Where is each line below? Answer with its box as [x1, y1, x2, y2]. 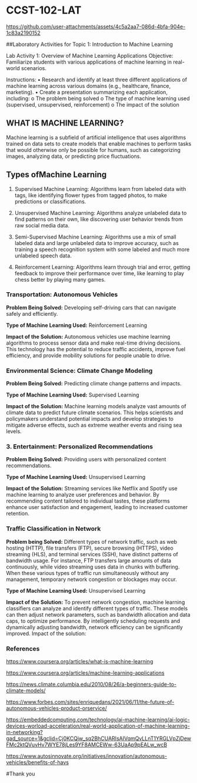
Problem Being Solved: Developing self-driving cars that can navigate [6, 304, 176, 311]
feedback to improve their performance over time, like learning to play [14, 269, 184, 277]
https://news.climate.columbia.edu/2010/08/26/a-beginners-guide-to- [6, 681, 177, 688]
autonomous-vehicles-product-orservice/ [6, 705, 107, 712]
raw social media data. [14, 222, 69, 229]
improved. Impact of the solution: [6, 630, 86, 637]
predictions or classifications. [14, 198, 86, 205]
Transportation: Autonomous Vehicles [6, 290, 118, 299]
